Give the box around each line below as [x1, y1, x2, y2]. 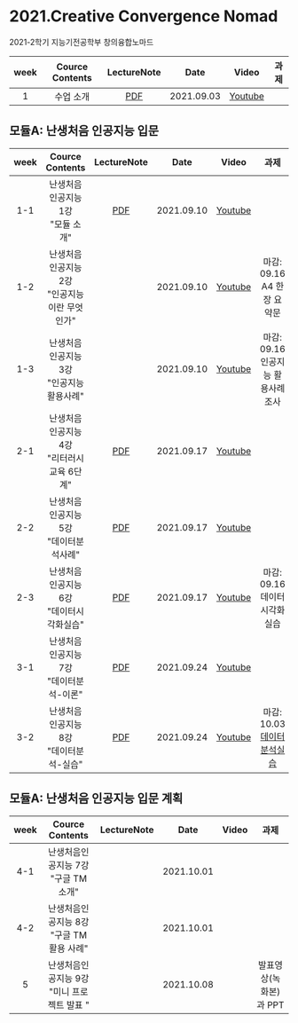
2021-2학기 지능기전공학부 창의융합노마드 [9, 36, 154, 47]
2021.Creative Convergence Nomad [9, 6, 278, 27]
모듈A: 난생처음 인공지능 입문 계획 [9, 791, 184, 807]
